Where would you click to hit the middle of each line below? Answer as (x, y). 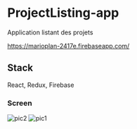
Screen (20, 103)
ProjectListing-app (63, 13)
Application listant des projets (50, 32)
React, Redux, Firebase (41, 85)
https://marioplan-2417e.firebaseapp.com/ (68, 46)
